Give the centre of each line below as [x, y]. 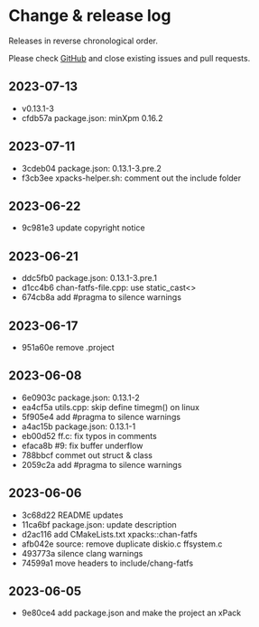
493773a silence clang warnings [82, 553]
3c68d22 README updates [72, 515]
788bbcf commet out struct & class [87, 455]
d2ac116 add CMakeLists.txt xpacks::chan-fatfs [109, 534]
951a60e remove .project [68, 347]
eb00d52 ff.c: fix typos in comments [89, 435]
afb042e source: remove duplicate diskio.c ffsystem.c [122, 544]
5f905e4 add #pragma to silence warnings [101, 416]
